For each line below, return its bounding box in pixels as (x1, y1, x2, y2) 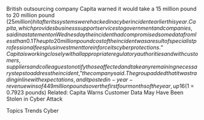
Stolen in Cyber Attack (6, 95, 63, 102)
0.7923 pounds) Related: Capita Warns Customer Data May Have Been (6, 89, 184, 96)
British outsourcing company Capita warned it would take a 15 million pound (6, 5, 197, 12)
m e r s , (6, 57, 21, 64)
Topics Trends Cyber (6, 107, 59, 114)
